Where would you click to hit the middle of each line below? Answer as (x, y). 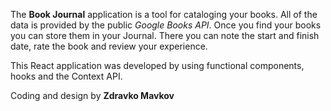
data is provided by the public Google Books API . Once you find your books (166, 25)
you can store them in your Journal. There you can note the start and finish (165, 35)
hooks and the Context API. (66, 76)
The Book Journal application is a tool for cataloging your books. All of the (164, 14)
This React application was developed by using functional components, (157, 65)
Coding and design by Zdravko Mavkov (92, 95)
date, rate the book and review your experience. (109, 46)
